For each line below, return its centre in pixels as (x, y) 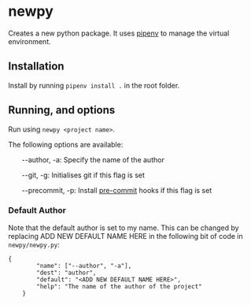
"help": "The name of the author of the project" (119, 286)
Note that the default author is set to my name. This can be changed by (124, 228)
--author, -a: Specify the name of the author (93, 159)
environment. (30, 41)
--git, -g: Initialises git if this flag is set (83, 175)
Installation (36, 67)
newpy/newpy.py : (34, 244)
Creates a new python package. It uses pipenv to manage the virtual (119, 33)
